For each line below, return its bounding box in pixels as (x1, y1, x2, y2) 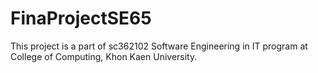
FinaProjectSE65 (10, 7, 152, 30)
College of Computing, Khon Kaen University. (10, 50, 198, 62)
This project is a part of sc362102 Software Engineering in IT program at (10, 40, 308, 52)
